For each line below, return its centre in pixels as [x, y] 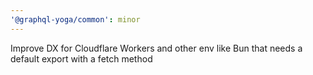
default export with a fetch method [81, 58]
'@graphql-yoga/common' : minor [75, 19]
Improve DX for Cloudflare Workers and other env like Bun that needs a [156, 48]
